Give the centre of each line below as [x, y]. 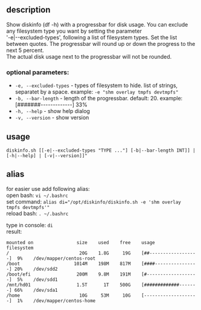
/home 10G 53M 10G [69, 295]
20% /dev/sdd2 [36, 269]
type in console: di [30, 225]
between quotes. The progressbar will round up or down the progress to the [101, 44]
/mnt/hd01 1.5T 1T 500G [69, 285]
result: [14, 231]
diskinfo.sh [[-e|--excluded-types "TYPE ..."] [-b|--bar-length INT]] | [101, 150]
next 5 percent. [25, 50]
